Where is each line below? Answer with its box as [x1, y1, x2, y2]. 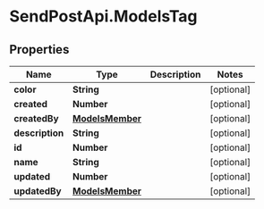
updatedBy [13, 185, 62, 197]
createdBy [13, 113, 60, 124]
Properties [9, 42, 70, 57]
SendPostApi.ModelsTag [9, 6, 198, 27]
